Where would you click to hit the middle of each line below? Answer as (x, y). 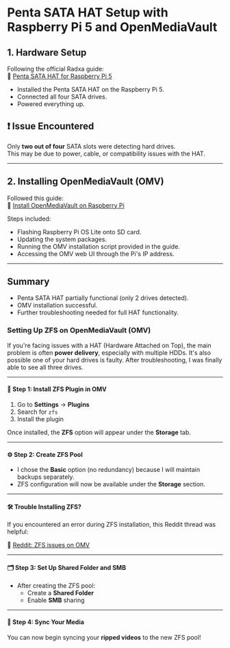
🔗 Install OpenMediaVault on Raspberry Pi (66, 205)
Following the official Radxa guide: (55, 69)
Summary (28, 282)
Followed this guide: (35, 198)
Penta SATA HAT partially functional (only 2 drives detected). (103, 298)
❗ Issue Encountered (51, 126)
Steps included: (29, 219)
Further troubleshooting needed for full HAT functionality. (98, 312)
